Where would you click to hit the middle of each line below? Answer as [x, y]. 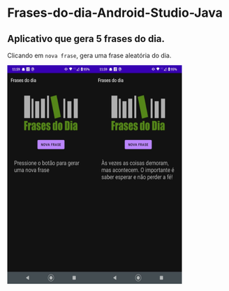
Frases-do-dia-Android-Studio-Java [115, 13]
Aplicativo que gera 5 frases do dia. [86, 39]
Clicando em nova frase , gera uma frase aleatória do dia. [89, 55]
